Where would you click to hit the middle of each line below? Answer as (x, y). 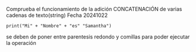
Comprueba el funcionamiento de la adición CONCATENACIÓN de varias (94, 9)
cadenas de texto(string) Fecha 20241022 (57, 15)
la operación (21, 43)
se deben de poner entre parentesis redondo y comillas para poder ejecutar (98, 37)
